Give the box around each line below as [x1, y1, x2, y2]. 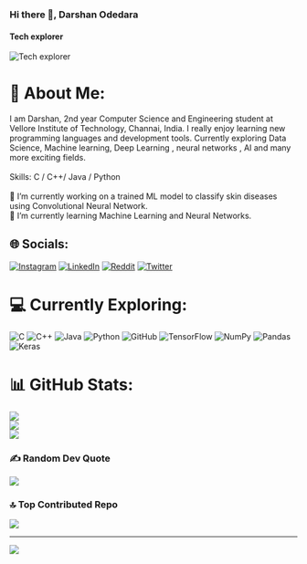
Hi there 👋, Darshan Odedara [9, 8, 139, 21]
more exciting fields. [9, 152, 87, 163]
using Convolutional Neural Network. [9, 201, 148, 212]
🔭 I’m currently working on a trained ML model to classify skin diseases [9, 191, 278, 202]
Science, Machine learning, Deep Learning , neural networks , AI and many [9, 142, 291, 153]
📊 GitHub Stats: [9, 374, 134, 395]
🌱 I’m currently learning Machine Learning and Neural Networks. [9, 210, 252, 222]
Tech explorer [9, 31, 64, 42]
